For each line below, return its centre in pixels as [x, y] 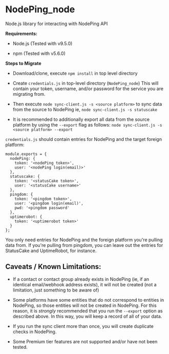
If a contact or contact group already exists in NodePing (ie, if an [81, 279]
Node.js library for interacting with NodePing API [57, 24]
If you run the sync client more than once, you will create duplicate [83, 326]
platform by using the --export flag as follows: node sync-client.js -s [87, 124]
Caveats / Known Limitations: [53, 267]
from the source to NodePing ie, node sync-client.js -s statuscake [85, 109]
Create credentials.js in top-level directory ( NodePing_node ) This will [86, 83]
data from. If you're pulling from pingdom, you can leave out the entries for [84, 245]
